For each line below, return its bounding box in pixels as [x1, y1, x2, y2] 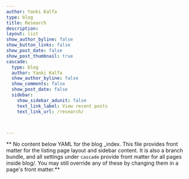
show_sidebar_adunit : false [17, 97, 86, 103]
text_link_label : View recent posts [17, 103, 109, 109]
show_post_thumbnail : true [6, 53, 73, 59]
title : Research [6, 20, 47, 26]
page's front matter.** [6, 166, 60, 173]
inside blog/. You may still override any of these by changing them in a [6, 159, 179, 167]
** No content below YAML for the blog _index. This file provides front [6, 141, 178, 148]
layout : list [6, 31, 39, 37]
